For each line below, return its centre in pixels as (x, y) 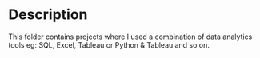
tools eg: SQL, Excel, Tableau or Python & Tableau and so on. (109, 44)
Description (48, 15)
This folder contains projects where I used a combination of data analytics (130, 37)
